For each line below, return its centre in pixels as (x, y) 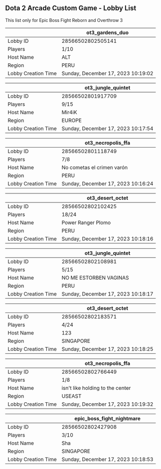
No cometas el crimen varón (95, 167)
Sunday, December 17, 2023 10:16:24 (107, 183)
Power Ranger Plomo (86, 222)
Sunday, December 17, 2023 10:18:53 (107, 459)
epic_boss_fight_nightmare (107, 418)
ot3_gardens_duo (107, 32)
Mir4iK (69, 112)
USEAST (72, 396)
